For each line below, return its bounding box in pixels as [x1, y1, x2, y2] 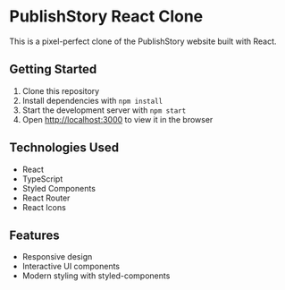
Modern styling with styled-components [21, 270, 171, 281]
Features [9, 227, 60, 243]
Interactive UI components [21, 261, 121, 272]
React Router [21, 192, 71, 203]
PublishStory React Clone [9, 6, 204, 27]
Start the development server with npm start [21, 105, 187, 115]
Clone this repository [21, 85, 100, 96]
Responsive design [21, 252, 93, 262]
